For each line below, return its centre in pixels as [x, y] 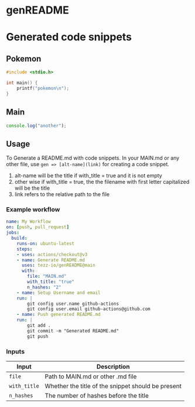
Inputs [16, 351]
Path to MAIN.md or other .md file [91, 376]
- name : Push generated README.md [59, 315]
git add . [39, 326]
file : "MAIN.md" [47, 277]
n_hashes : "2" [44, 287]
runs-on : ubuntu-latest [46, 243]
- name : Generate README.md [51, 260]
